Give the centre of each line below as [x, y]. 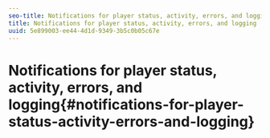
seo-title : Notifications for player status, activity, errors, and [125, 16]
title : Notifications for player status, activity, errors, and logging [133, 23]
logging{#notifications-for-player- [126, 104]
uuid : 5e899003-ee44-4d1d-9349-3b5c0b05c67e [84, 30]
